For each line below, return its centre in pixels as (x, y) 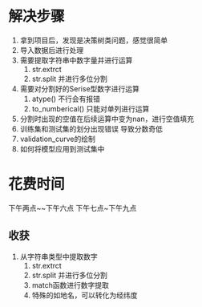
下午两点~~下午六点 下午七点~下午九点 (73, 208)
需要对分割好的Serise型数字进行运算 (80, 88)
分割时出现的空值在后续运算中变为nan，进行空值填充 (107, 119)
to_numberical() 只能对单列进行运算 (91, 108)
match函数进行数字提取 (71, 285)
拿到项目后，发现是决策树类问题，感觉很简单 (94, 40)
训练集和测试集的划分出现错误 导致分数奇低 (91, 128)
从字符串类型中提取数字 (59, 257)
